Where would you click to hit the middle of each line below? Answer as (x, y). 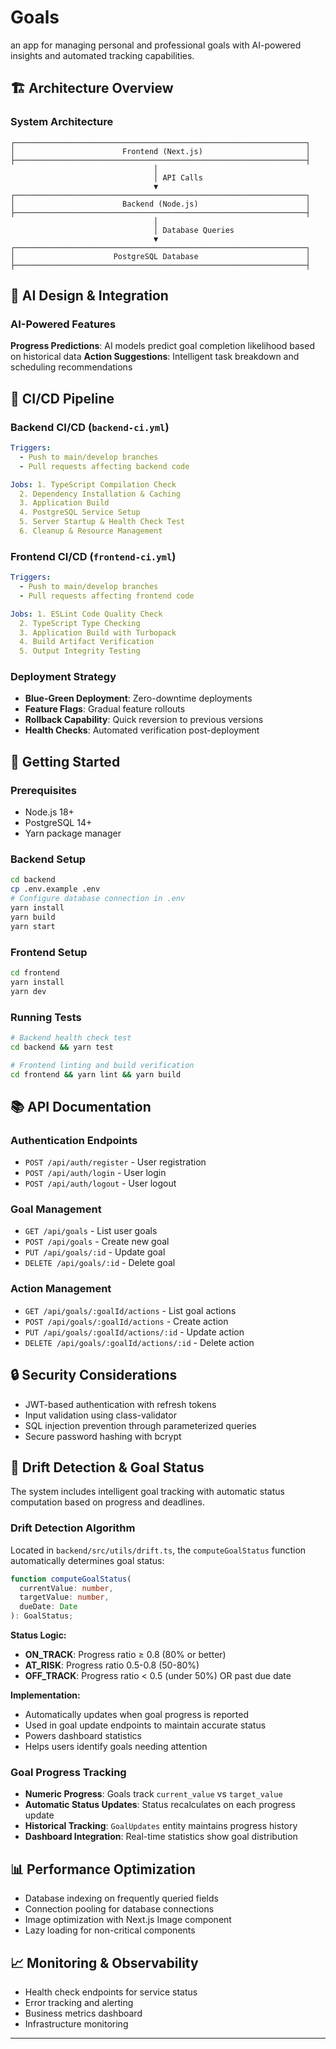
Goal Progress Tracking (68, 1772)
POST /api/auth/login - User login (95, 1173)
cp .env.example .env (55, 889)
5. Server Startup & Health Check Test (102, 522)
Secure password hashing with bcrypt (103, 1436)
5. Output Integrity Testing (80, 651)
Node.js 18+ (49, 812)
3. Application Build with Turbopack (98, 632)
